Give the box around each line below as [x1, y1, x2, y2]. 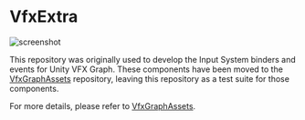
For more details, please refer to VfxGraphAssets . [9, 100, 196, 111]
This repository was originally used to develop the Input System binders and [9, 54, 297, 65]
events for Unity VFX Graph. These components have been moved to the [9, 64, 283, 75]
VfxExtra [9, 6, 79, 27]
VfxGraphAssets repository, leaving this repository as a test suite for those [9, 73, 290, 84]
